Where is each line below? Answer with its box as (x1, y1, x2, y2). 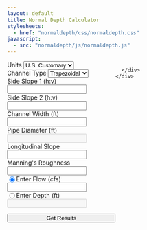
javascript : (7, 36, 41, 43)
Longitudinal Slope (7, 142, 60, 150)
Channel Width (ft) (7, 110, 60, 117)
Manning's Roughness (7, 159, 71, 167)
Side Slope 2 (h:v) (7, 93, 58, 102)
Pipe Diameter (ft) (7, 126, 58, 134)
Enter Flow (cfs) (16, 175, 62, 183)
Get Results (46, 214, 77, 222)
